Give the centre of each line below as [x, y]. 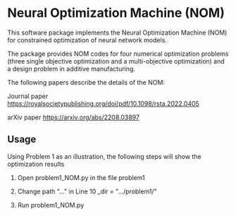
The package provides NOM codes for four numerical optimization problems [118, 54]
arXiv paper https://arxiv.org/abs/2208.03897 [73, 117]
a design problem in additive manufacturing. [72, 68]
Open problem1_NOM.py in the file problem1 [81, 177]
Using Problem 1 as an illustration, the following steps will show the [105, 156]
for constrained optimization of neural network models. [87, 40]
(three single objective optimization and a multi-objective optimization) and [116, 61]
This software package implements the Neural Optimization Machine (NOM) [117, 32]
